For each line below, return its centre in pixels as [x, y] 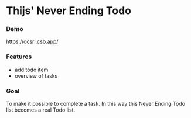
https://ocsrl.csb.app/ [32, 41]
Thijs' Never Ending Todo [69, 11]
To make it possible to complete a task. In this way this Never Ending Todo [96, 104]
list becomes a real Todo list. [40, 110]
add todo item [31, 70]
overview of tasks [36, 76]
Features [19, 57]
